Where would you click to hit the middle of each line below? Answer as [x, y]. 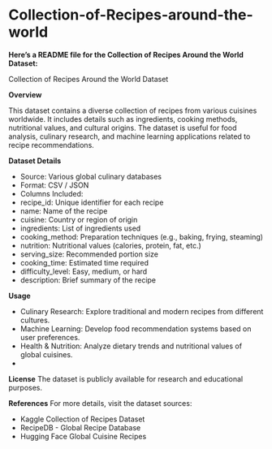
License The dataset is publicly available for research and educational [126, 378]
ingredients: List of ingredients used [80, 228]
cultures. [35, 320]
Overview [25, 94]
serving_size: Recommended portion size [89, 254]
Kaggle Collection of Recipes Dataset [82, 419]
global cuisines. [46, 354]
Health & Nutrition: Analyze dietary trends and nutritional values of [131, 346]
